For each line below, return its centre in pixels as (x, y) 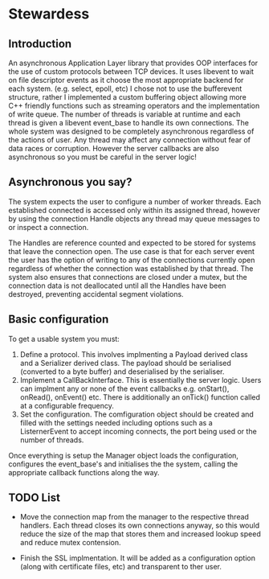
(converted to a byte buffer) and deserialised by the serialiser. (122, 372)
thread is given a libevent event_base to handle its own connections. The (129, 123)
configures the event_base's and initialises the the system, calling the (123, 464)
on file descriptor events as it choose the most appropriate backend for (126, 80)
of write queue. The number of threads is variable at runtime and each (124, 114)
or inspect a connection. (49, 227)
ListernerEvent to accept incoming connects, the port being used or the (138, 431)
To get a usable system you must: (64, 339)
